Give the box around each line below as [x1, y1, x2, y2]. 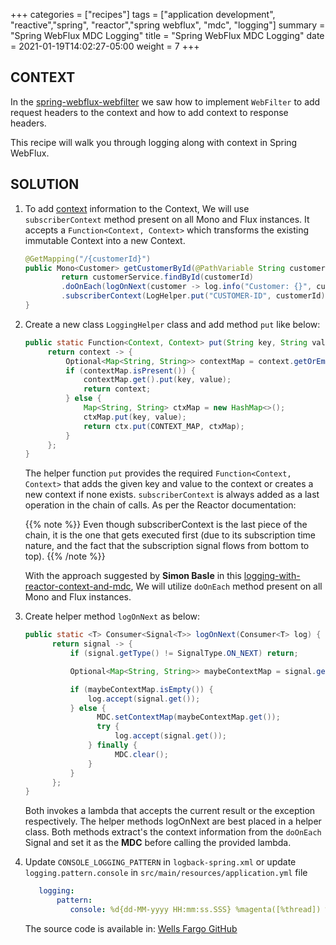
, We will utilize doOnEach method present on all [130, 580, 323, 593]
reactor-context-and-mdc [24, 580, 132, 593]
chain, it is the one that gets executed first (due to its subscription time [24, 529, 316, 541]
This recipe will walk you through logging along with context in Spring [10, 136, 298, 148]
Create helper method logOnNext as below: [24, 610, 201, 623]
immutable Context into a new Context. [24, 234, 186, 246]
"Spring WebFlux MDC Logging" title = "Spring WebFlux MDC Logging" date [10, 30, 325, 41]
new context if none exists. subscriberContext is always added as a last [24, 489, 320, 501]
